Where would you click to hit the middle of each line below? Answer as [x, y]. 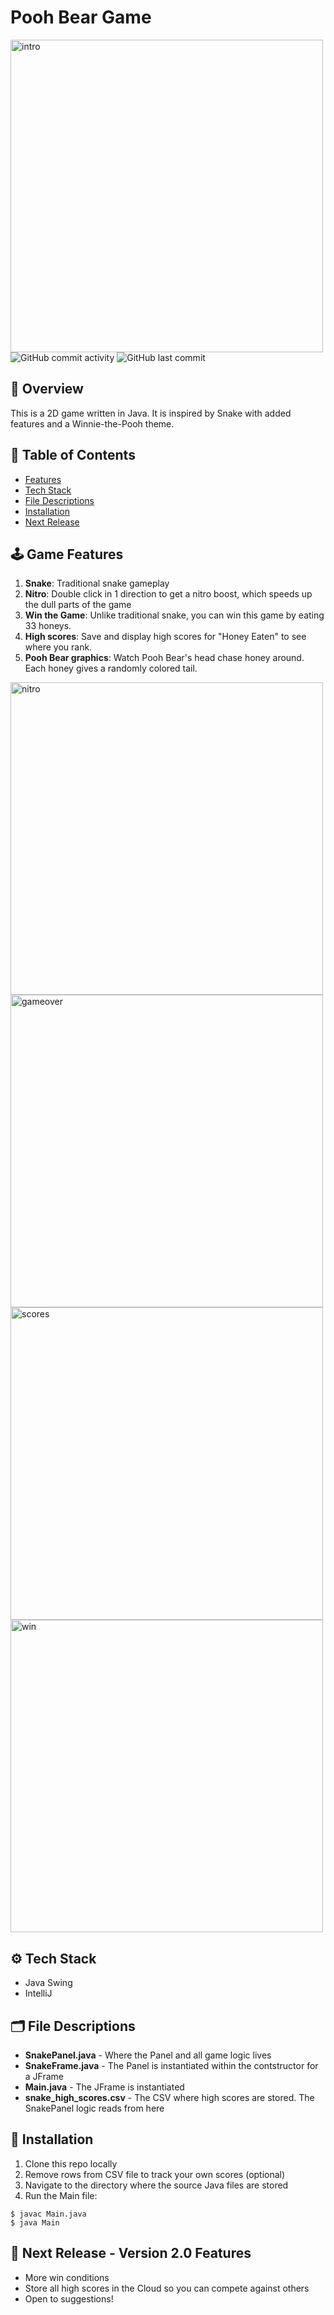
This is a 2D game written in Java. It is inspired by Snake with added [151, 413]
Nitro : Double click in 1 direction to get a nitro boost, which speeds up [168, 594]
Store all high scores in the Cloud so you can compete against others [167, 2288]
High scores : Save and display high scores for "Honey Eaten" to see [165, 637]
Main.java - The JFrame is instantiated [104, 2087]
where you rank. [58, 647]
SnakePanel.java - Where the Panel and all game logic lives [148, 2055]
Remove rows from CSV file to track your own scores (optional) [155, 2174]
